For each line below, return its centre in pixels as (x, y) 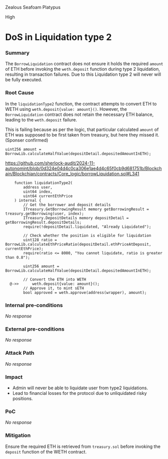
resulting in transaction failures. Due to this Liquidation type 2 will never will (83, 74)
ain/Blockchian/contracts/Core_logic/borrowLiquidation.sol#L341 (72, 174)
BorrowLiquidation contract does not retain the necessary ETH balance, (79, 114)
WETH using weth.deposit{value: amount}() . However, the (66, 109)
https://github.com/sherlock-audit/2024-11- (50, 163)
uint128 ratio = (40, 240)
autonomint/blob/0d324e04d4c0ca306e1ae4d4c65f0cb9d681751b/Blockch (83, 168)
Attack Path (20, 353)
